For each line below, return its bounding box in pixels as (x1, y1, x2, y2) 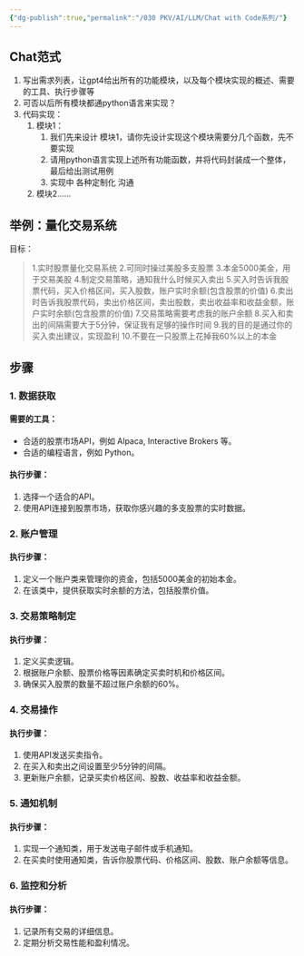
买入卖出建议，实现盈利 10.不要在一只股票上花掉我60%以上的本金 (31, 330, 278, 341)
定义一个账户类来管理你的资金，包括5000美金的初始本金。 (22, 574, 242, 585)
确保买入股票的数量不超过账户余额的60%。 (22, 678, 184, 690)
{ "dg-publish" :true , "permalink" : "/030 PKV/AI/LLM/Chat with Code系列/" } (9, 13, 288, 23)
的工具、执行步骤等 (22, 86, 95, 97)
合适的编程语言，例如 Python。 (22, 447, 140, 458)
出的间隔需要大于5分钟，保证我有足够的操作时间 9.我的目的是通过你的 (31, 320, 293, 330)
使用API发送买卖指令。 (22, 750, 108, 761)
